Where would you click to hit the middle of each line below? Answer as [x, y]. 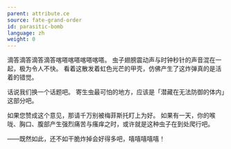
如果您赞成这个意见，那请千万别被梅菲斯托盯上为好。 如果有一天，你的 [108, 116]
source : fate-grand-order [44, 20]
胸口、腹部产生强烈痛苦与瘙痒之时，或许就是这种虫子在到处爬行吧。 [116, 124]
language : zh [26, 33]
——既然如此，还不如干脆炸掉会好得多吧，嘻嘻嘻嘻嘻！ [86, 139]
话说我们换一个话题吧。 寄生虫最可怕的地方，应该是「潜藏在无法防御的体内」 [116, 92]
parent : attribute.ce [38, 14]
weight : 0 [22, 40]
